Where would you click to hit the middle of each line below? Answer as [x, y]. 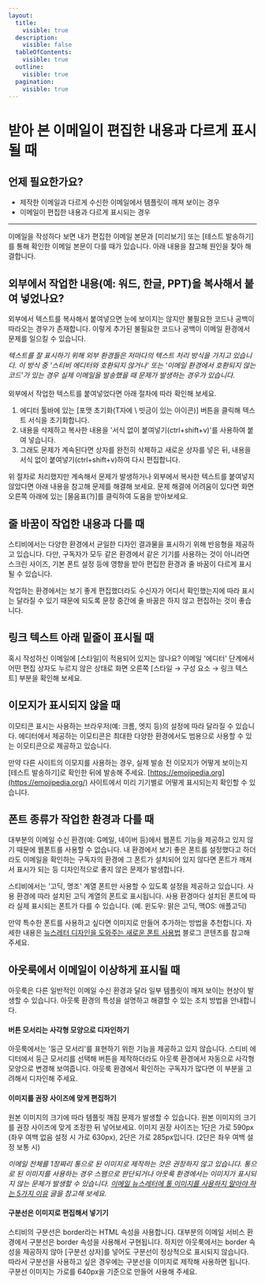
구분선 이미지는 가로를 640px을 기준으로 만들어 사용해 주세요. [103, 1271]
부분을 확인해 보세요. [50, 678]
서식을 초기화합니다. [59, 421]
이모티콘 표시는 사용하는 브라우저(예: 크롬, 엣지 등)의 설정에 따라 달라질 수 [121, 726]
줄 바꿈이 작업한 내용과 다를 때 [77, 524]
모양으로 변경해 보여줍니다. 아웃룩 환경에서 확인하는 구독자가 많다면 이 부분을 [126, 1069]
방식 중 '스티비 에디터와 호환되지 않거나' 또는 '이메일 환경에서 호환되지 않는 [141, 365]
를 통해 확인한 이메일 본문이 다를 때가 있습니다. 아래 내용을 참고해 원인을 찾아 [126, 247]
